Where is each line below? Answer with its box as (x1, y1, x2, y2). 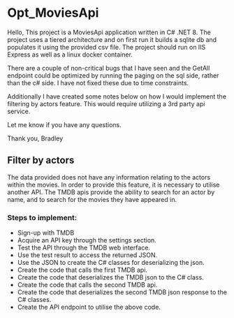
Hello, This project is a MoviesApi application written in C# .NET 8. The (7, 28, 211, 36)
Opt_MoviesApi (7, 5, 99, 21)
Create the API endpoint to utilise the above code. (17, 303, 161, 312)
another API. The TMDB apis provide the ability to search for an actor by (7, 187, 215, 196)
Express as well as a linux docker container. (7, 50, 133, 59)
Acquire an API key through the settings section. (17, 236, 157, 245)
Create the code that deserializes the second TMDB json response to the (17, 288, 227, 296)
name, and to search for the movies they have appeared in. (7, 195, 177, 203)
